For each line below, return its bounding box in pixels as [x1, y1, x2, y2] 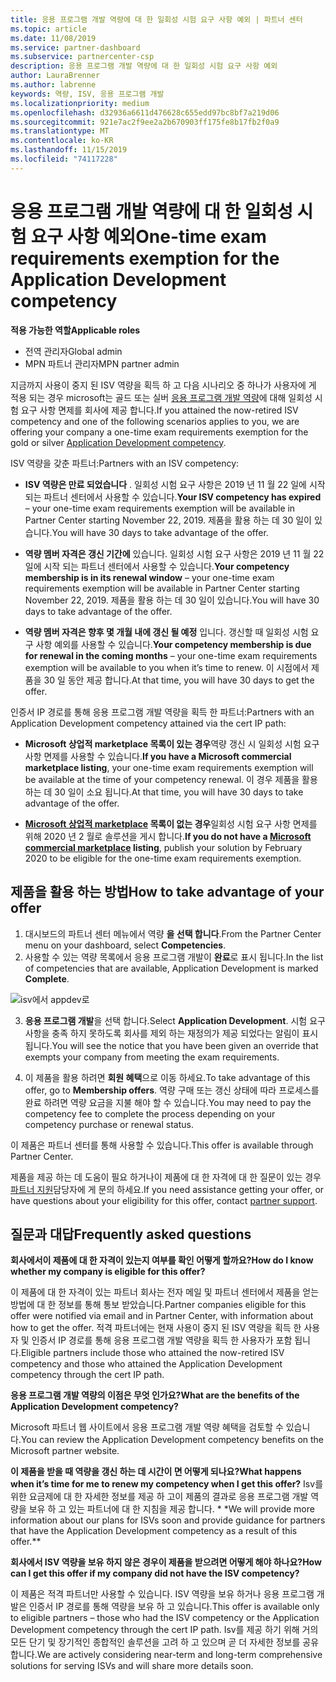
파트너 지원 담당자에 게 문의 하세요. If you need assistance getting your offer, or [10, 1183, 325, 1195]
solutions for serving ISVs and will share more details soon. [10, 1660, 254, 1672]
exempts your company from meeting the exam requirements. [24, 1051, 280, 1063]
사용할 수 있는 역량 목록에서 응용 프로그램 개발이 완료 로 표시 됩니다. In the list [24, 951, 324, 963]
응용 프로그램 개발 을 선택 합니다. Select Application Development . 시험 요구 [24, 1014, 326, 1026]
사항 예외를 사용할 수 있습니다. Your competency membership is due [35, 638, 312, 650]
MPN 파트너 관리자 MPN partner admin [24, 357, 180, 370]
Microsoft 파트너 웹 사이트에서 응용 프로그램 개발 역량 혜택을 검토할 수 [10, 1421, 284, 1433]
